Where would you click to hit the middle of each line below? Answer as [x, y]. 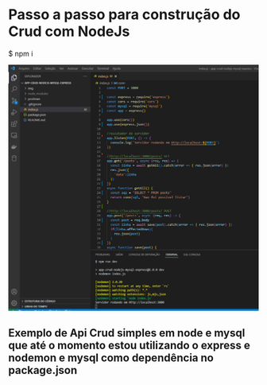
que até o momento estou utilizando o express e [129, 345]
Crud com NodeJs [69, 31]
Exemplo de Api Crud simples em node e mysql [127, 333]
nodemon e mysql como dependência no [111, 358]
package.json [43, 370]
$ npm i [21, 53]
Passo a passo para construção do [124, 15]
